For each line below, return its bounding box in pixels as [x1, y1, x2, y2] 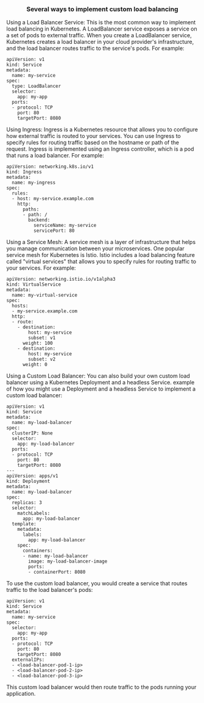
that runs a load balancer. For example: [6, 152, 105, 159]
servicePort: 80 [33, 228, 75, 234]
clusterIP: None [12, 430, 53, 436]
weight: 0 [22, 362, 47, 368]
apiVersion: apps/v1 [6, 473, 59, 479]
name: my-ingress [12, 179, 56, 186]
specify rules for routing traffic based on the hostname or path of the [6, 139, 180, 146]
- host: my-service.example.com [12, 196, 94, 202]
